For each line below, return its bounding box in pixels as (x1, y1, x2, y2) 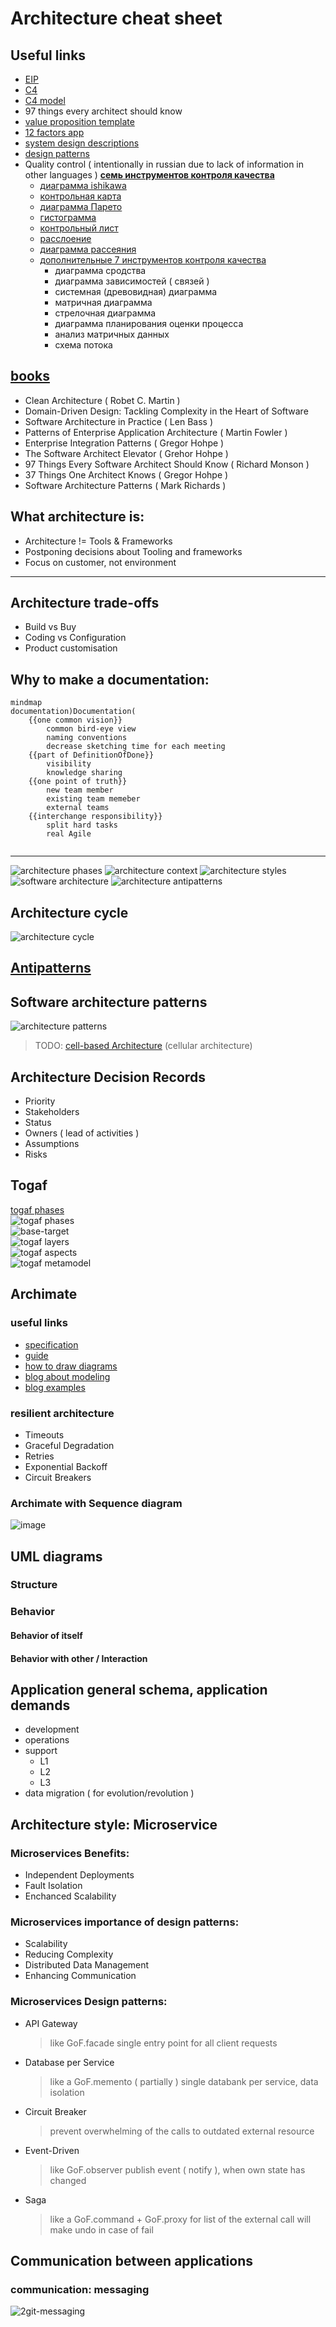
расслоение (39, 233, 92, 244)
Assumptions (24, 1138, 80, 1150)
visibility (46, 759, 92, 769)
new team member (46, 785, 114, 796)
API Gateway (24, 2017, 78, 2029)
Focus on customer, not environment (24, 556, 177, 568)
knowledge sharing (46, 768, 123, 778)
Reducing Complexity (24, 1948, 114, 1961)
